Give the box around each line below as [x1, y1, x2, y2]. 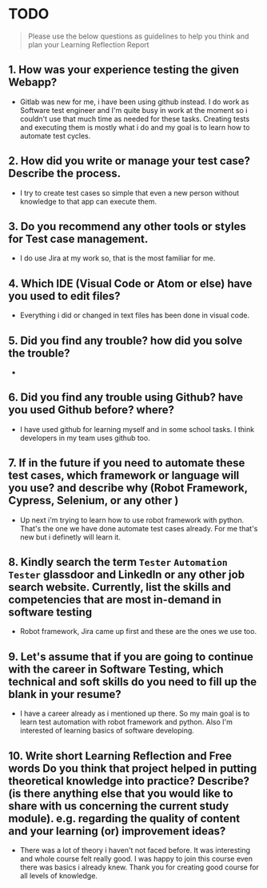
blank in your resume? [8, 687, 122, 701]
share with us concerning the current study [8, 799, 229, 813]
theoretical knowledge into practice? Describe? [8, 774, 250, 788]
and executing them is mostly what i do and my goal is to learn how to [19, 122, 250, 132]
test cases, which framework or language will [8, 469, 240, 482]
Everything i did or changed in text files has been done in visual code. [19, 310, 250, 321]
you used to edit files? [8, 289, 122, 303]
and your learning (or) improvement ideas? [8, 824, 226, 838]
